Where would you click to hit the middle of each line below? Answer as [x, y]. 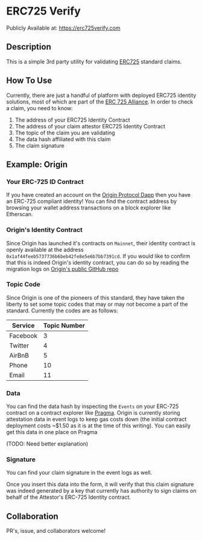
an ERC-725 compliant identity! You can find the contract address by [91, 202]
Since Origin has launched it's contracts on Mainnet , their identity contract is [101, 243]
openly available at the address [45, 249]
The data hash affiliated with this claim [63, 139]
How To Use [29, 81]
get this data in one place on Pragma [52, 432]
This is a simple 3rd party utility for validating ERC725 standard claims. [94, 61]
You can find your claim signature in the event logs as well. [79, 473]
